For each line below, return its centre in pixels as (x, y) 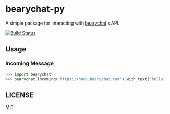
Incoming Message (30, 63)
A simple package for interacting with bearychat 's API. (63, 23)
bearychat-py (35, 9)
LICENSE (20, 95)
